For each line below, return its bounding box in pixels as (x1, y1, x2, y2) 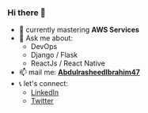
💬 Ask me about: (18, 33, 73, 43)
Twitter (30, 96, 55, 106)
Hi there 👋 (7, 7, 47, 18)
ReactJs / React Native (30, 58, 106, 68)
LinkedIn (30, 88, 59, 97)
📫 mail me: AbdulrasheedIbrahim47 (18, 67, 140, 77)
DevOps (30, 42, 58, 51)
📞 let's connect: (18, 79, 69, 89)
